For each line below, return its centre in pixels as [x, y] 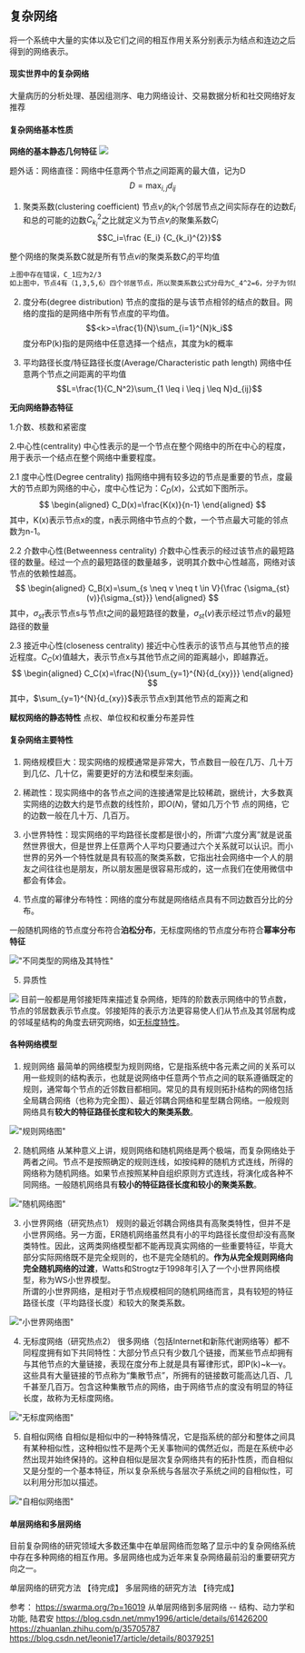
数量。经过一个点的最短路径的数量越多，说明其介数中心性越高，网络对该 [160, 562]
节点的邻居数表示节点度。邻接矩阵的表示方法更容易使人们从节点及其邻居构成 [152, 1011]
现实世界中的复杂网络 [49, 74]
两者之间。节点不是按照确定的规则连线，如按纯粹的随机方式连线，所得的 [157, 1161]
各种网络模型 [33, 1044]
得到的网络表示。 [41, 51]
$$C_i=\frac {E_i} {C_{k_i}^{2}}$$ [159, 237]
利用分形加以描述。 [66, 1482]
